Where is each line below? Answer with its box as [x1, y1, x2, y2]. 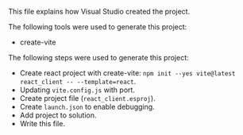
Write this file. [19, 119, 66, 128]
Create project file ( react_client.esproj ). [19, 94, 156, 102]
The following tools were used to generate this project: [8, 22, 187, 31]
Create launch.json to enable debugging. [19, 102, 155, 111]
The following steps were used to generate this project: [8, 53, 189, 62]
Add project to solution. [19, 110, 97, 120]
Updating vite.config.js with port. [19, 85, 135, 94]
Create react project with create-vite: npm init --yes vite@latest [19, 68, 236, 78]
